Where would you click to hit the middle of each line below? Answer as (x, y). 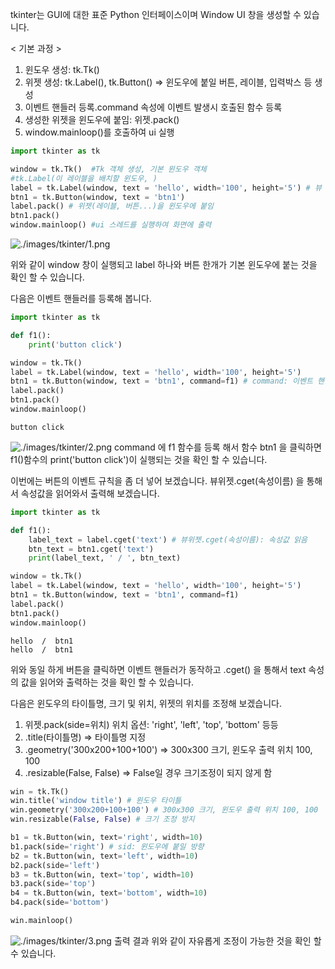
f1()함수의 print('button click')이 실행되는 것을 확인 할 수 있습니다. (139, 459)
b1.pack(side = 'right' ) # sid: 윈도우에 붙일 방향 (107, 846)
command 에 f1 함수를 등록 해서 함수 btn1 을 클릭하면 (218, 447)
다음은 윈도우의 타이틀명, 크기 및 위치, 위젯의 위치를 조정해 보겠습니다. (146, 703)
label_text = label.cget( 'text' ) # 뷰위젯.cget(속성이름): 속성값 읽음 (168, 539)
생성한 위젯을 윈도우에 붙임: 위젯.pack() (102, 119)
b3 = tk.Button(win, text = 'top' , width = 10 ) (102, 874)
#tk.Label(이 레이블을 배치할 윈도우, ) (84, 178)
